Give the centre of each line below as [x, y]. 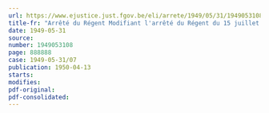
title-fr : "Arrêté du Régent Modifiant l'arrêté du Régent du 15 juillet [134, 23]
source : [21, 38]
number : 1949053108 [41, 45]
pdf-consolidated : [39, 97]
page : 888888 [30, 53]
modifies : [25, 82]
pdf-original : [32, 90]
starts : [21, 75]
